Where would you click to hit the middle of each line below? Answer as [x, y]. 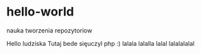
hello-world [40, 12]
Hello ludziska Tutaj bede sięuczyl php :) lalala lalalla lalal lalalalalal [100, 43]
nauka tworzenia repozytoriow [49, 30]
